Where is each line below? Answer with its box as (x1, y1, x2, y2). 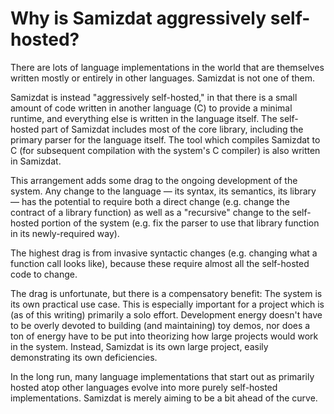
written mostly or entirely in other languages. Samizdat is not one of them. (10, 72, 316, 84)
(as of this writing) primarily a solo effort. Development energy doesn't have (10, 308, 323, 321)
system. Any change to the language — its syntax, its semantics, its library (10, 185, 317, 197)
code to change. (10, 268, 78, 280)
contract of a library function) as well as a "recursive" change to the (10, 206, 290, 218)
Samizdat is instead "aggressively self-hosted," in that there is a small (10, 91, 298, 103)
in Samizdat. (10, 155, 62, 167)
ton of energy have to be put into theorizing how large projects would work (10, 330, 319, 342)
